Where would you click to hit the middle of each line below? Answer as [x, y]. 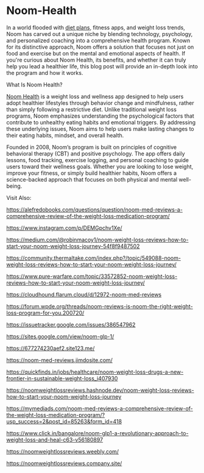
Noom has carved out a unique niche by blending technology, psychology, [100, 34]
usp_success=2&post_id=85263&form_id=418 [64, 421]
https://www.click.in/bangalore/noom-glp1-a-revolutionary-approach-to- [97, 433]
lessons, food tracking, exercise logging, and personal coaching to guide [97, 160]
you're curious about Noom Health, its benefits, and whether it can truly [96, 60]
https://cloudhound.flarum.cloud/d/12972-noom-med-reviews [84, 294]
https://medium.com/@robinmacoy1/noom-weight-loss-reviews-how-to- [97, 240]
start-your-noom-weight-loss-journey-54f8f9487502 [73, 246]
